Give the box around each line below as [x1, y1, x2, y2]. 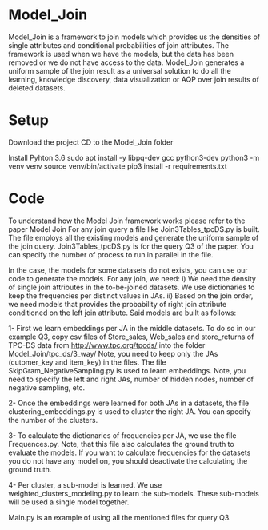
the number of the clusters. [8, 415, 98, 424]
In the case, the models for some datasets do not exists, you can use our [8, 265, 248, 275]
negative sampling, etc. [8, 382, 86, 393]
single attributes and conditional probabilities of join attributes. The [8, 40, 230, 50]
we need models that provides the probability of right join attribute [8, 299, 227, 309]
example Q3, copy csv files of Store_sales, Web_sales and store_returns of [8, 332, 254, 341]
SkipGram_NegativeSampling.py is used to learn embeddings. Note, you [8, 365, 246, 375]
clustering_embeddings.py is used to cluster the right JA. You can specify [8, 406, 251, 416]
